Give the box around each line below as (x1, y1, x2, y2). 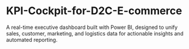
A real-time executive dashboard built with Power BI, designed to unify (6, 24, 178, 31)
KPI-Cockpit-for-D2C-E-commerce (6, 4, 183, 18)
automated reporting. (6, 36, 58, 43)
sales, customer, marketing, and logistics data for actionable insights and (6, 30, 184, 37)
